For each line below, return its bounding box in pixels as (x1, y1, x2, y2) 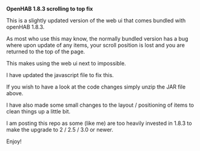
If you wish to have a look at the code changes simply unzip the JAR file (6, 83, 186, 90)
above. (6, 90, 24, 96)
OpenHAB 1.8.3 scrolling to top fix (6, 5, 93, 12)
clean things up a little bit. (6, 108, 71, 115)
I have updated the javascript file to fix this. (6, 72, 114, 78)
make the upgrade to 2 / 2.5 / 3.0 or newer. (6, 126, 113, 133)
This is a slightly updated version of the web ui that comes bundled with (6, 17, 186, 24)
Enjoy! (6, 138, 22, 145)
